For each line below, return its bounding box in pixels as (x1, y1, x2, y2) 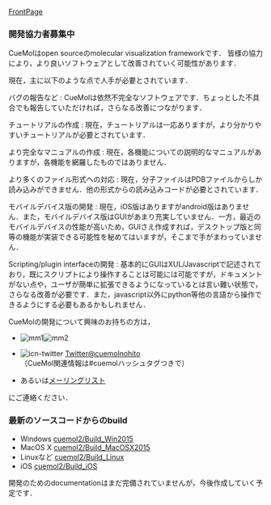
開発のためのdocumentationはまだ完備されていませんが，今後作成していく (8, 478, 256, 487)
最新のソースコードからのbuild (8, 415, 128, 427)
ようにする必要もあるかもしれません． (22, 300, 150, 309)
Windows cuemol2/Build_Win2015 (19, 434, 133, 444)
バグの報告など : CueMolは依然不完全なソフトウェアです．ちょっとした (8, 93, 246, 103)
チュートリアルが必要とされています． (22, 130, 150, 140)
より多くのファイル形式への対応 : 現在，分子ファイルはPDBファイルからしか (8, 175, 263, 184)
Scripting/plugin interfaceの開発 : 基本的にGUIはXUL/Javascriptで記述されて (8, 259, 262, 269)
